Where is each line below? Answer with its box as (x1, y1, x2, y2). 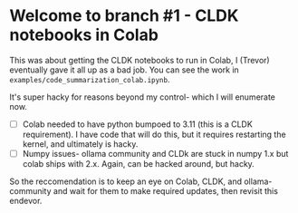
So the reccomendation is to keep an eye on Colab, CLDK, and (9, 176, 243, 187)
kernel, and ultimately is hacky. (22, 139, 139, 150)
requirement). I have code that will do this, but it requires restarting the (22, 129, 287, 140)
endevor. (9, 196, 43, 207)
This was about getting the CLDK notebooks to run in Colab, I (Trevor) (9, 54, 270, 65)
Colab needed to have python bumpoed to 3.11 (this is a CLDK (22, 119, 254, 130)
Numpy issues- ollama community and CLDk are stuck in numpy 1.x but (22, 149, 289, 159)
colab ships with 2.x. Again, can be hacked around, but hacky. (22, 159, 255, 169)
